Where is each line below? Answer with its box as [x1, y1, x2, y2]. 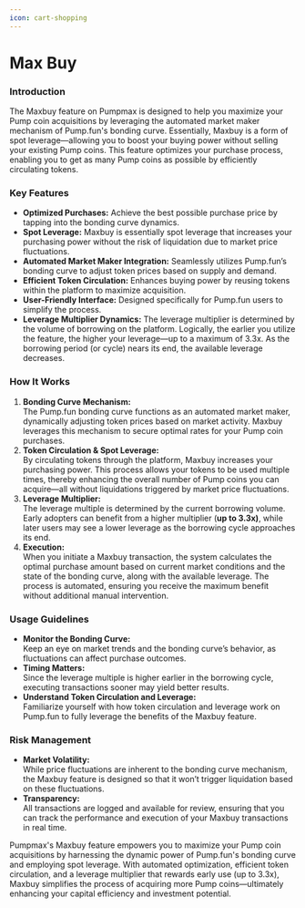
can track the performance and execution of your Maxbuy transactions [22, 812, 289, 823]
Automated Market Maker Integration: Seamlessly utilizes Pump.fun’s [22, 256, 287, 267]
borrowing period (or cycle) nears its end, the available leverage [22, 343, 263, 354]
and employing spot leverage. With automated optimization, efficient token [9, 859, 290, 871]
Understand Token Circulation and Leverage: [22, 692, 197, 702]
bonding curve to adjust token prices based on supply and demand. [22, 265, 278, 276]
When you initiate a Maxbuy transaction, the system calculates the [22, 551, 272, 562]
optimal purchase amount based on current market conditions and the [22, 561, 286, 572]
